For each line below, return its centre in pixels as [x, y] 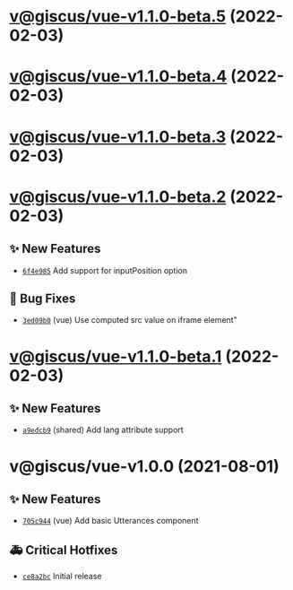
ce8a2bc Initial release [62, 577]
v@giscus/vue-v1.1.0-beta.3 [118, 137]
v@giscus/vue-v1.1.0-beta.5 [118, 17]
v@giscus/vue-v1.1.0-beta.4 [118, 77]
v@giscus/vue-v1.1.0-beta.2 [118, 197]
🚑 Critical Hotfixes [64, 550]
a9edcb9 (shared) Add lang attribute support [103, 430]
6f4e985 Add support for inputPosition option [105, 270]
